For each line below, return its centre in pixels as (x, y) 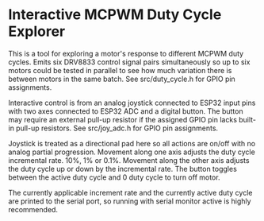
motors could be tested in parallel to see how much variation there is (120, 70)
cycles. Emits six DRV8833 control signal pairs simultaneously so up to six (129, 62)
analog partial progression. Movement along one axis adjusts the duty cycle (132, 152)
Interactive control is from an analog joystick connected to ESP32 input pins (132, 103)
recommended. (33, 209)
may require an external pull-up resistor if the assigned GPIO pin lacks (123, 119)
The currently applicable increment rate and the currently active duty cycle (130, 192)
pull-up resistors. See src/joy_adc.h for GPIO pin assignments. (117, 128)
